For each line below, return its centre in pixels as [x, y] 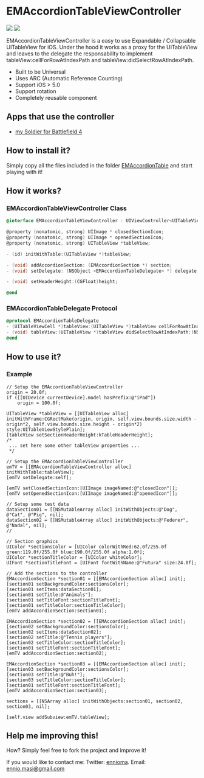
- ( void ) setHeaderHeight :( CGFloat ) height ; [62, 282]
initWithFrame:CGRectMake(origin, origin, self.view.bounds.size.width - [102, 419]
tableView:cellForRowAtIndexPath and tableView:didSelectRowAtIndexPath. [100, 60]
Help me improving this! [53, 736]
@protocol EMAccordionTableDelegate [53, 321]
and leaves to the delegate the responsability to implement [80, 54]
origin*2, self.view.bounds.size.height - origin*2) [74, 424]
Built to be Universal [40, 72]
